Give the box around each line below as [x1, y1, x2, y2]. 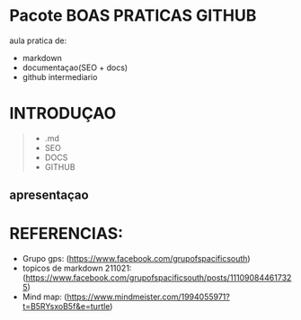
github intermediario [22, 71, 98, 82]
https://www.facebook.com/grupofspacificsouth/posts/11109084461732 [25, 272, 292, 283]
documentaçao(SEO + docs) [22, 62, 128, 73]
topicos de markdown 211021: [22, 262, 132, 274]
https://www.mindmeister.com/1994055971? [66, 291, 231, 302]
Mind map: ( [22, 291, 67, 302]
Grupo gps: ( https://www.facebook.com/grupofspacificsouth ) [22, 253, 251, 264]
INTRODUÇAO [9, 103, 117, 124]
